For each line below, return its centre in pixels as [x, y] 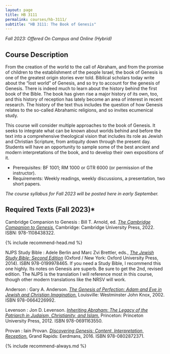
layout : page [19, 10]
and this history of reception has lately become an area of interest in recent [84, 99]
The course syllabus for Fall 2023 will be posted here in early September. [82, 194]
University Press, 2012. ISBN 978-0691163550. [54, 320]
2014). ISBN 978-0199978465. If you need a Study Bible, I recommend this [83, 263]
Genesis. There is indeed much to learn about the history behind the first [81, 88]
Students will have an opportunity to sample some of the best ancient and [82, 147]
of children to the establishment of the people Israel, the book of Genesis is [84, 72]
